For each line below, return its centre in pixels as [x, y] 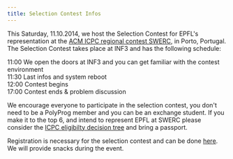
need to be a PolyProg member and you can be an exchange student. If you [116, 112]
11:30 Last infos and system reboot [57, 77]
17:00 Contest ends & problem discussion [67, 91]
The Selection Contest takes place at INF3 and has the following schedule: [114, 48]
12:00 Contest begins [38, 84]
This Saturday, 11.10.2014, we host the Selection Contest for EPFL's [103, 33]
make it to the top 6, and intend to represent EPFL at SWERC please [104, 120]
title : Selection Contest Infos [54, 14]
